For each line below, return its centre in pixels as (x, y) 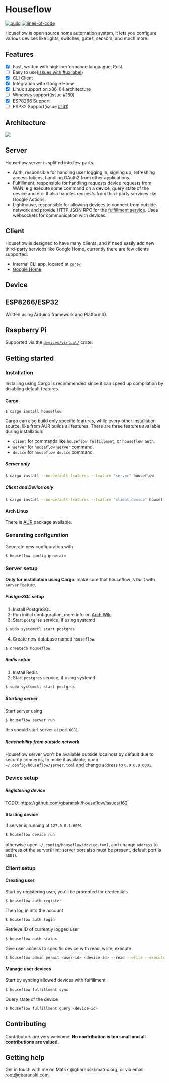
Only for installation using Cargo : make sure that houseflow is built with (80, 579)
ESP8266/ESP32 (32, 302)
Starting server (21, 698)
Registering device (25, 790)
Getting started (30, 358)
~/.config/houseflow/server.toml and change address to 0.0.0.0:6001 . (79, 765)
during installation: (24, 432)
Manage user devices (28, 969)
